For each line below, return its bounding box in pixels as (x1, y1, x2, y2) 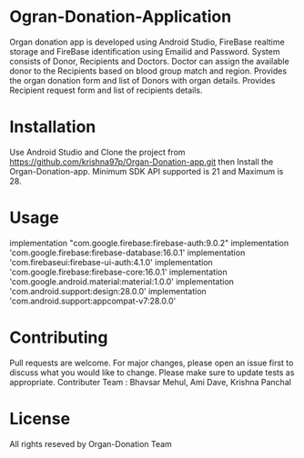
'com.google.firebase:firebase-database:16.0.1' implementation (9, 247, 246, 258)
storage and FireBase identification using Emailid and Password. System (9, 45, 280, 56)
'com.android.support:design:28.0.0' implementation (9, 285, 207, 296)
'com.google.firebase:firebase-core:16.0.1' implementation (9, 266, 228, 277)
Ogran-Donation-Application (9, 6, 232, 27)
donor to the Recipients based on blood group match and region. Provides (9, 65, 288, 76)
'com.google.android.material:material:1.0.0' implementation (9, 275, 235, 287)
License (9, 408, 71, 429)
